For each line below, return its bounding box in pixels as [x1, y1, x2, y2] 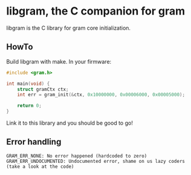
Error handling [6, 137, 62, 147]
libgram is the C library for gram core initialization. [6, 24, 131, 31]
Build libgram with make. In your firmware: [6, 58, 112, 65]
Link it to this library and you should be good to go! [6, 119, 133, 127]
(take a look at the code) [6, 163, 74, 170]
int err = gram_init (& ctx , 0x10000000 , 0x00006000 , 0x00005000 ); [17, 92, 186, 98]
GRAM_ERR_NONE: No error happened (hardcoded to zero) [6, 153, 147, 159]
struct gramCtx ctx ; [17, 86, 69, 92]
